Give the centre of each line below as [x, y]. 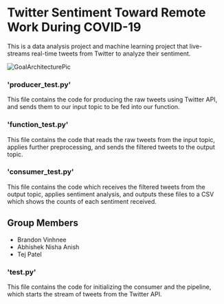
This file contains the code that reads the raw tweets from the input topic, [111, 139]
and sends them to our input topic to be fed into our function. [93, 107]
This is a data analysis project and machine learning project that [98, 46]
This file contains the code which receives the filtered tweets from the [106, 187]
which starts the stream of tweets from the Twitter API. [85, 294]
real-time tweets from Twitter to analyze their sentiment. [111, 54]
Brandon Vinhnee [42, 239]
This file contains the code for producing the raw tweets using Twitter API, [112, 100]
